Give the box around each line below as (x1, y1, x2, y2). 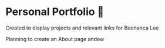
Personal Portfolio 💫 (5, 5, 105, 19)
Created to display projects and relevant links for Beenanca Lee (5, 24, 159, 31)
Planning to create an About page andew (5, 35, 105, 42)
